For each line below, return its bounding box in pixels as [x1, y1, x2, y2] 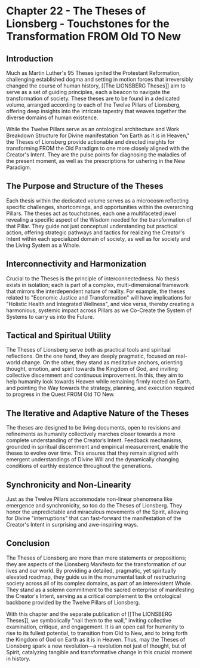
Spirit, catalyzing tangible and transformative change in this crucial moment [6, 648, 192, 655]
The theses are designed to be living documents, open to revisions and [6, 424, 181, 431]
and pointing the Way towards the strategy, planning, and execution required [6, 385, 195, 392]
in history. [6, 655, 31, 662]
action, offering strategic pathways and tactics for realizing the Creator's [6, 229, 185, 236]
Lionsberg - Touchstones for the [6, 17, 170, 31]
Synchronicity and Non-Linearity [6, 479, 131, 489]
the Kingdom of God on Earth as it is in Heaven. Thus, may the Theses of [6, 636, 186, 643]
